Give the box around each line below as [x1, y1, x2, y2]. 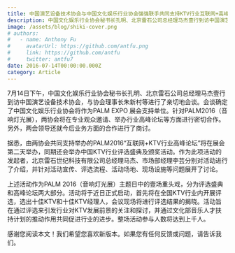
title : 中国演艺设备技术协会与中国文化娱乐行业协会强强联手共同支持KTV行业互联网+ [7, 10, 219, 17]
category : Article [7, 68, 61, 75]
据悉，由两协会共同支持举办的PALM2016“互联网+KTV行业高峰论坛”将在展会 [7, 138, 225, 147]
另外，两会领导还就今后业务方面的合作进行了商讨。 [7, 124, 155, 132]
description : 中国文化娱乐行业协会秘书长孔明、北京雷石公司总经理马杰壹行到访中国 [7, 17, 220, 24]
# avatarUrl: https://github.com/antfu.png [7, 43, 149, 50]
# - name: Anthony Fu [7, 36, 77, 43]
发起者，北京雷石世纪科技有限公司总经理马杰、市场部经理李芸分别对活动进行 [7, 156, 228, 164]
